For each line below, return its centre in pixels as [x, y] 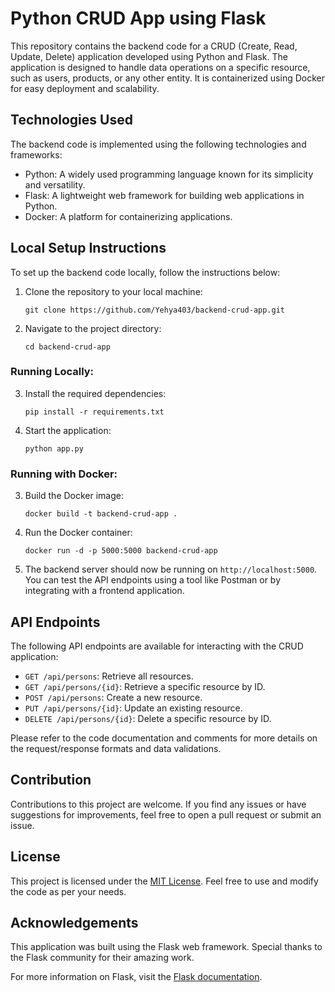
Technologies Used [71, 120]
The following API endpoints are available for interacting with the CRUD [157, 646]
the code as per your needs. [68, 891]
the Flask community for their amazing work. [102, 958]
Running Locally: [52, 372]
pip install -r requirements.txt [94, 412]
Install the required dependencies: [95, 393]
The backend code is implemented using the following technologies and [158, 144]
